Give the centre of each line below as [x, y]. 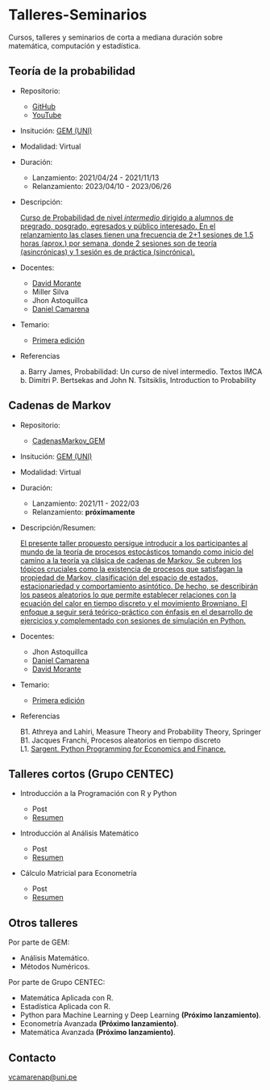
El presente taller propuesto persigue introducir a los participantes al [134, 543]
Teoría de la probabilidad [72, 72]
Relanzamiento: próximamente [83, 511]
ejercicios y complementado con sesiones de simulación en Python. [133, 621]
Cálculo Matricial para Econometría [78, 873]
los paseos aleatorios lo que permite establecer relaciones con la [128, 595]
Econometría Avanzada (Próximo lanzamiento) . [99, 1024]
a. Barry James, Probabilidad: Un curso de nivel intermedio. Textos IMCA [141, 371]
